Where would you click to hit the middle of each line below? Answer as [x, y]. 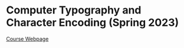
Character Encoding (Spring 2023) [93, 23]
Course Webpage [27, 39]
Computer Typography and [74, 10]
